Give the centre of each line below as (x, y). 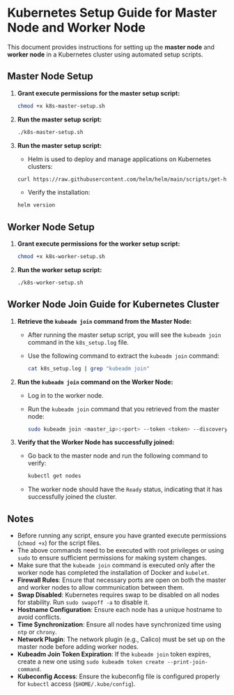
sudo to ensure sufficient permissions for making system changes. (112, 558)
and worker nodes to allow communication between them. (101, 588)
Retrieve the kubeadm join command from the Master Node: (104, 321)
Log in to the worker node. (66, 395)
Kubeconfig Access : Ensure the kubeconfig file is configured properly (119, 677)
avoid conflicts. (39, 617)
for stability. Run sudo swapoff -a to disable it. (83, 602)
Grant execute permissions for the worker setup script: (99, 244)
